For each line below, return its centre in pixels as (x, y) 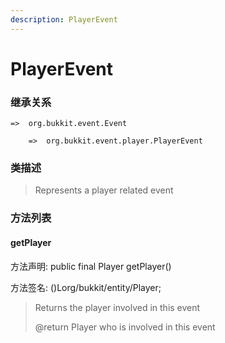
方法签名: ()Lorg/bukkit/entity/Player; (86, 287)
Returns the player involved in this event (117, 307)
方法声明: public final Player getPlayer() (91, 266)
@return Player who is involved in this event (125, 327)
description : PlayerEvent (64, 19)
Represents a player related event (104, 190)
